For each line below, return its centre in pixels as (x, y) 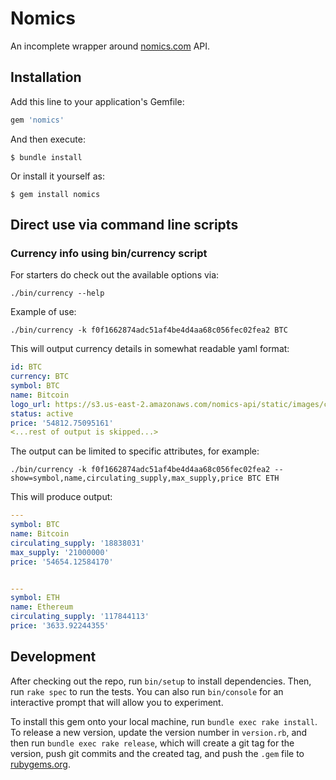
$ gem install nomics (55, 194)
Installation (46, 77)
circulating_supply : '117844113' (80, 617)
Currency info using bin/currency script (109, 253)
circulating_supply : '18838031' (77, 543)
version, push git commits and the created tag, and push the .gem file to (157, 753)
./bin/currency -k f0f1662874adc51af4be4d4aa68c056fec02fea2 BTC (149, 330)
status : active (42, 413)
